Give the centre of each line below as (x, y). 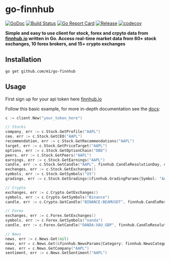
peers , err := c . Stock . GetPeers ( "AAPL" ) (49, 155)
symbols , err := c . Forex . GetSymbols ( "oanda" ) (54, 221)
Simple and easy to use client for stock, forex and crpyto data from (77, 33)
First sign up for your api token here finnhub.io (54, 99)
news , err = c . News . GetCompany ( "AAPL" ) (47, 248)
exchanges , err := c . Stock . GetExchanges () (51, 169)
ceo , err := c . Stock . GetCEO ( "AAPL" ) (44, 137)
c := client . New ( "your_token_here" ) (44, 118)
